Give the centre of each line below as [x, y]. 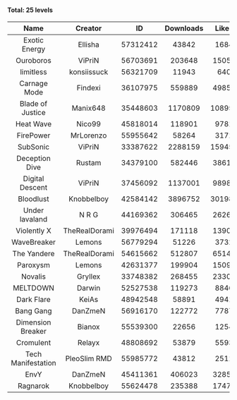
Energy [34, 49]
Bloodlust [34, 199]
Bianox [89, 327]
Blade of [34, 104]
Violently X [33, 231]
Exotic [34, 40]
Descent [34, 188]
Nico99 [89, 124]
